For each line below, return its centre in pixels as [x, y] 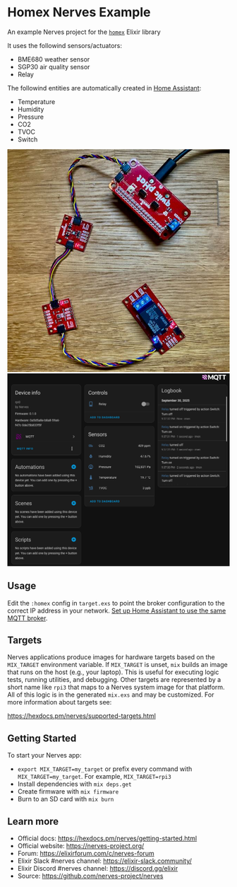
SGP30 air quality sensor [54, 66]
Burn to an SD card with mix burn [66, 799]
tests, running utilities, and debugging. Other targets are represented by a [114, 680]
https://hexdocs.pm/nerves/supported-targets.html [82, 716]
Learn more [33, 821]
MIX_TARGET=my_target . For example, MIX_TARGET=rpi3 [94, 777]
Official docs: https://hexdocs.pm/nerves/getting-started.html [107, 838]
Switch [28, 139]
